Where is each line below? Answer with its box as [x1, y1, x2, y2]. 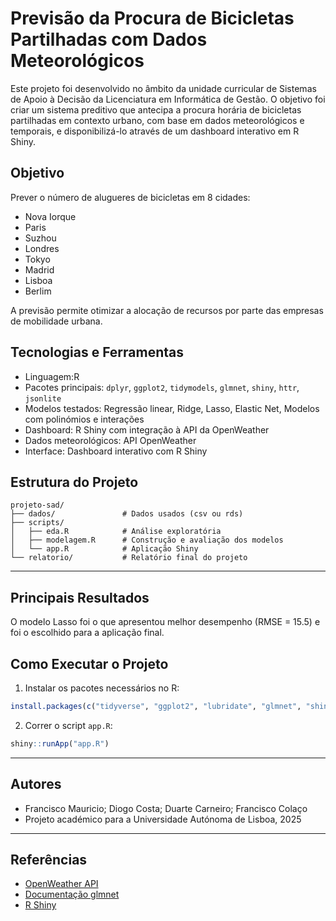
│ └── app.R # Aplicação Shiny [10, 544, 199, 554]
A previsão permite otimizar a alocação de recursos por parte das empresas [10, 304, 324, 316]
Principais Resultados [10, 589, 150, 606]
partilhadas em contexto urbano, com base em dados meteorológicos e [10, 114, 305, 126]
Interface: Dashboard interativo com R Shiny [24, 445, 208, 457]
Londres [24, 242, 60, 254]
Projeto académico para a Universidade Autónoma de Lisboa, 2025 [24, 813, 302, 825]
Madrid [24, 263, 55, 276]
